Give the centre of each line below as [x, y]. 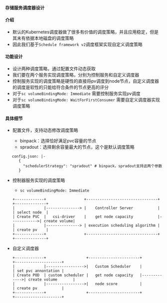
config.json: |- [29, 157]
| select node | [30, 212]
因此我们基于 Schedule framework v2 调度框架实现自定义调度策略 [78, 44]
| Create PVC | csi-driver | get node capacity [73, 217]
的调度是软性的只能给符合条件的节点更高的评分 [60, 87]
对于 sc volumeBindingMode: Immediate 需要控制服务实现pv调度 [76, 94]
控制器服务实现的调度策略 [39, 180]
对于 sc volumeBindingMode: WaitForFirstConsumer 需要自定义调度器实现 [86, 100]
